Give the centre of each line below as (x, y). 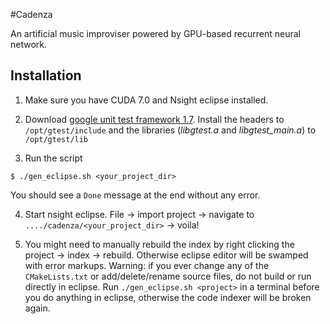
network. (29, 44)
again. (37, 308)
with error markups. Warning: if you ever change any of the (147, 265)
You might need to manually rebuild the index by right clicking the (159, 244)
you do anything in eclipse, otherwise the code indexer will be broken (168, 297)
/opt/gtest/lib (56, 139)
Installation (46, 75)
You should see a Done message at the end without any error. (135, 195)
